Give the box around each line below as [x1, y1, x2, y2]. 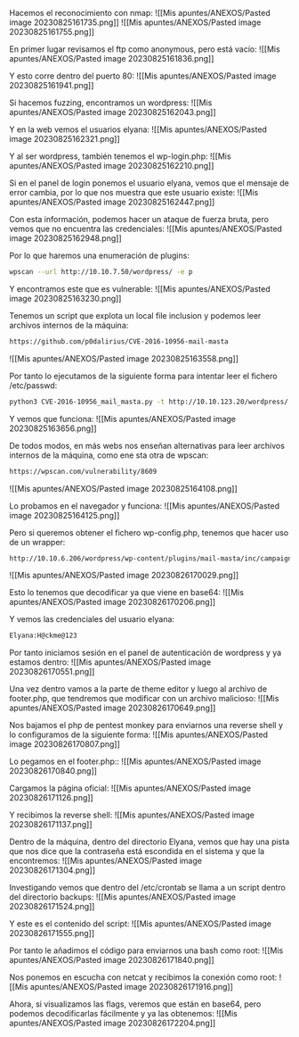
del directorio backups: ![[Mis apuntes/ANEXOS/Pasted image [9, 892, 236, 902]
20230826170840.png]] [9, 766, 98, 776]
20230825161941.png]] [9, 80, 94, 90]
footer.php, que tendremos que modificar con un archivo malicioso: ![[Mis [9, 693, 279, 704]
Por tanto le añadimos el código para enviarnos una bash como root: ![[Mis [9, 945, 284, 956]
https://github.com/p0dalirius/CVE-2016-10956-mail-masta [9, 336, 229, 346]
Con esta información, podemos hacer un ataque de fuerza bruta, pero [9, 214, 270, 224]
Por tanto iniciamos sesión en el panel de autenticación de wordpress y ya [9, 647, 282, 659]
